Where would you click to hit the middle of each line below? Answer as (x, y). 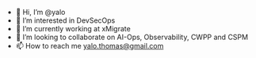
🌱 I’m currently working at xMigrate (73, 29)
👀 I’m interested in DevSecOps (65, 20)
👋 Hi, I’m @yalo (40, 12)
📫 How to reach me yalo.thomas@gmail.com (90, 46)
